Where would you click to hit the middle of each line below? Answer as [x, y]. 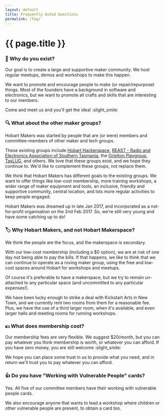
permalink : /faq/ [23, 19]
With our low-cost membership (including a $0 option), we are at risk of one [82, 252]
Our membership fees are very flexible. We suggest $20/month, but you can [82, 337]
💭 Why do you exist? [30, 59]
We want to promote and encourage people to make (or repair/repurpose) [80, 84]
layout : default [22, 10]
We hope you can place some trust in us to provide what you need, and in [80, 357]
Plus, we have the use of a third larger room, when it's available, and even [80, 308]
